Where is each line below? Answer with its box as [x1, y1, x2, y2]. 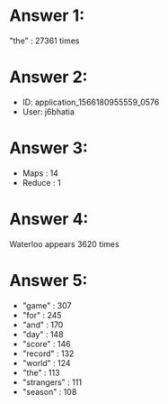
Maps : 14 [22, 168, 58, 179]
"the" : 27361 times [9, 35, 80, 46]
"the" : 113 [22, 367, 60, 378]
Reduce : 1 [22, 177, 61, 188]
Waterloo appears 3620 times [9, 238, 119, 249]
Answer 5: [9, 270, 88, 290]
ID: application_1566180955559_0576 [22, 96, 160, 107]
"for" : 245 [22, 309, 62, 320]
